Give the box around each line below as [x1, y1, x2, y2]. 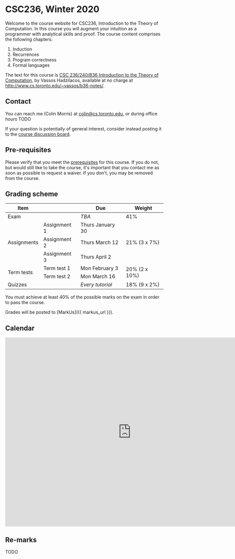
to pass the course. [5, 299, 45, 305]
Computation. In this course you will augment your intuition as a [5, 25, 137, 31]
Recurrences [12, 51, 39, 57]
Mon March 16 [80, 273, 115, 280]
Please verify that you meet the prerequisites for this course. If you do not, [5, 159, 159, 165]
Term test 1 [43, 265, 71, 272]
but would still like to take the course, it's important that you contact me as [5, 164, 160, 170]
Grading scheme [5, 190, 58, 198]
